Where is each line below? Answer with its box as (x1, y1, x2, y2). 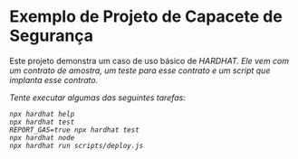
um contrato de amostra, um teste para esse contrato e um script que (9, 65, 271, 76)
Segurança (9, 25, 93, 46)
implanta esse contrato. (9, 74, 99, 85)
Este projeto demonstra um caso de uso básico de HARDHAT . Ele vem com (9, 55, 290, 66)
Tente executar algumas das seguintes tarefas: (9, 92, 186, 103)
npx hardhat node (9, 133, 75, 142)
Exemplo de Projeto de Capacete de (9, 6, 283, 27)
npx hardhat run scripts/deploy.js (9, 141, 144, 150)
